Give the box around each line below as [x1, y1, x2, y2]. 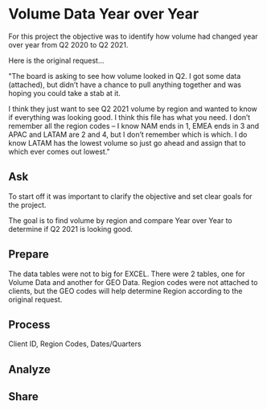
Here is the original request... [8, 56, 105, 65]
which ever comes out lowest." [8, 147, 110, 156]
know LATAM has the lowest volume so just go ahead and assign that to [8, 138, 246, 147]
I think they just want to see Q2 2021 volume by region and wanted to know [8, 104, 257, 114]
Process [8, 317, 51, 331]
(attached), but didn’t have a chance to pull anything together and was [8, 80, 241, 89]
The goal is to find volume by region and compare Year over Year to [8, 215, 232, 225]
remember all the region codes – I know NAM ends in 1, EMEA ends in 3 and [8, 121, 260, 130]
